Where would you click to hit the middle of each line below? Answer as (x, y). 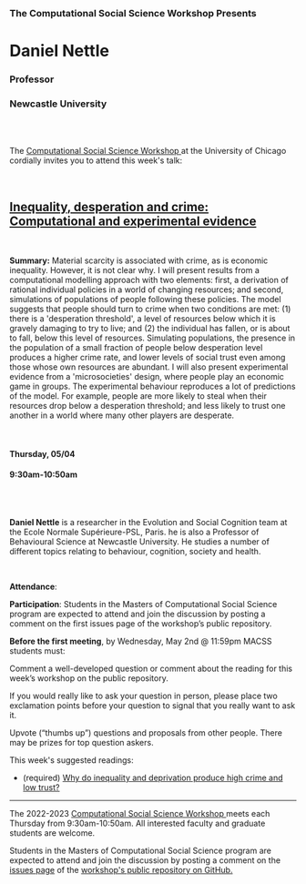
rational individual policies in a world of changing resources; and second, (147, 290)
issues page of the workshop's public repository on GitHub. (121, 869)
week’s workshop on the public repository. (89, 678)
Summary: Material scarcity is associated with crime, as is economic (139, 260)
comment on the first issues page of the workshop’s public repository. (141, 623)
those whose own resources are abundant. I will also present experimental (149, 367)
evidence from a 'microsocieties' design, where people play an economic (147, 377)
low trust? (41, 787)
